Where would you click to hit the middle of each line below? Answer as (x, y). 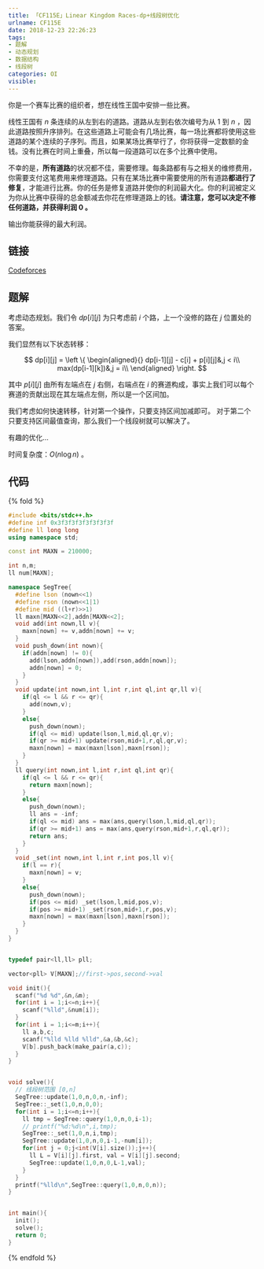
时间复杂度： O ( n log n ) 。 (48, 454)
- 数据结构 (24, 60)
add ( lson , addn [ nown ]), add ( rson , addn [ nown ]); (103, 660)
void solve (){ (31, 1082)
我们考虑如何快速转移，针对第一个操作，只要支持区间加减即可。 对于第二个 (130, 411)
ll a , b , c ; (38, 1032)
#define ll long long (44, 530)
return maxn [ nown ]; (60, 785)
